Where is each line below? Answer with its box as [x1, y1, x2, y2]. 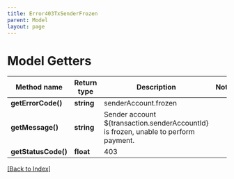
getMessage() [10, 123, 59, 133]
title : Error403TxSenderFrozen [7, 10, 98, 17]
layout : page [7, 23, 45, 30]
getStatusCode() [10, 147, 68, 157]
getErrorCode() [10, 99, 63, 108]
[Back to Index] [7, 164, 51, 173]
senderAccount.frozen [104, 99, 178, 108]
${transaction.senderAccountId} [104, 119, 209, 128]
